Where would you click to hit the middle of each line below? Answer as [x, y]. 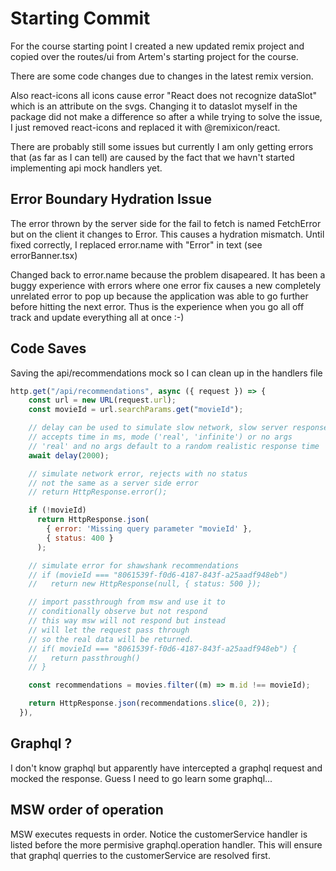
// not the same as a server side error [113, 483]
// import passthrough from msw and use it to [127, 602]
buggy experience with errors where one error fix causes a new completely [166, 285]
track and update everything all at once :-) [97, 317]
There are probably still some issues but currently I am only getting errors [162, 146]
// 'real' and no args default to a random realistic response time [174, 446]
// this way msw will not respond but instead [127, 621]
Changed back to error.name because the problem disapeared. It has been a [168, 274]
